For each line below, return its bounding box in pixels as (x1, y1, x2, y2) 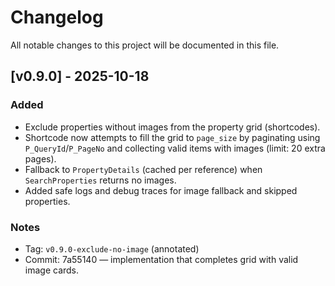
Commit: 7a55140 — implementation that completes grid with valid (24, 253, 299, 265)
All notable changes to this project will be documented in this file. (10, 39, 280, 51)
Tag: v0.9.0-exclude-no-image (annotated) (24, 242, 200, 255)
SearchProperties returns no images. (24, 174, 177, 186)
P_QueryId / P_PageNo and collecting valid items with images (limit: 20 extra (24, 142, 326, 154)
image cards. (24, 264, 80, 276)
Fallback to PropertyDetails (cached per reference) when (24, 163, 263, 175)
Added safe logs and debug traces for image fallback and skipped (24, 184, 298, 196)
